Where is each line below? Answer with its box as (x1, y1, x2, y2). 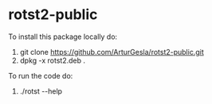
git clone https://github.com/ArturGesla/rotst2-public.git (19, 47, 205, 56)
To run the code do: (8, 71, 73, 80)
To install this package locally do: (8, 32, 118, 41)
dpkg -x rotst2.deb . (19, 56, 86, 65)
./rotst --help (19, 86, 62, 96)
